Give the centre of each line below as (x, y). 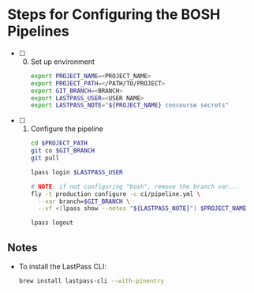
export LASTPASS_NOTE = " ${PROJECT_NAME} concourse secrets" (130, 105)
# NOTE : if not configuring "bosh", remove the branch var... (135, 186)
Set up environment (63, 62)
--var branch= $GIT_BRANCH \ (84, 201)
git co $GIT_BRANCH (63, 151)
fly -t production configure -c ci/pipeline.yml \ (116, 194)
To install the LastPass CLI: (63, 267)
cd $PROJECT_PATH (59, 144)
